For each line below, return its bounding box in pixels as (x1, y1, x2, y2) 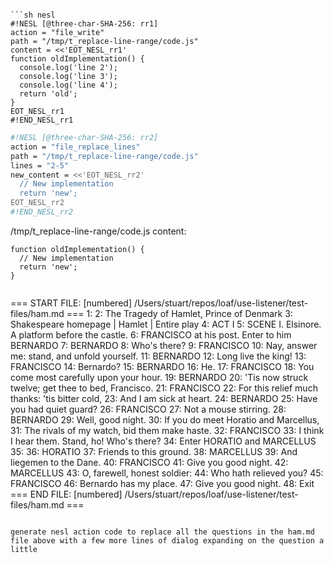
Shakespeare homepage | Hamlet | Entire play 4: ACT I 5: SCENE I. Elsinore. (10, 318, 322, 330)
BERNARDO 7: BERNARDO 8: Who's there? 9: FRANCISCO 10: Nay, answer (10, 339, 318, 351)
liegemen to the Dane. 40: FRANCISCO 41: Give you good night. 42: (10, 456, 289, 468)
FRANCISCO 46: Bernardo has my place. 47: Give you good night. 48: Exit (10, 477, 315, 489)
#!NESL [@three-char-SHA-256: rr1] (10, 19, 159, 29)
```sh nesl (10, 10, 56, 20)
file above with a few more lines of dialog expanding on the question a (10, 535, 325, 546)
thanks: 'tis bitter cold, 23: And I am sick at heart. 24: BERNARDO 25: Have (10, 392, 318, 404)
